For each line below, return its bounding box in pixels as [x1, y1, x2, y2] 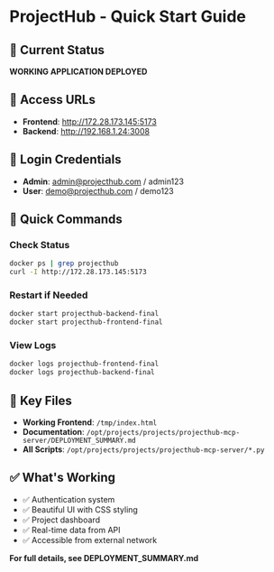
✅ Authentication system [22, 494, 115, 504]
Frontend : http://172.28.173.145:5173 [22, 115, 158, 127]
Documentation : [22, 426, 85, 437]
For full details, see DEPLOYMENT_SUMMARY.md [9, 552, 199, 563]
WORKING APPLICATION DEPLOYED [9, 66, 148, 77]
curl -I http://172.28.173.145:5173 [9, 268, 147, 277]
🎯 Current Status [9, 42, 105, 58]
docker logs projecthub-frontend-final [9, 359, 160, 369]
